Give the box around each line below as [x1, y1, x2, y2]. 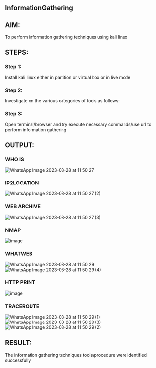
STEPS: [5, 48, 29, 56]
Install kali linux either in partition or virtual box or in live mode [5, 74, 131, 80]
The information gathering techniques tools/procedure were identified [5, 352, 147, 358]
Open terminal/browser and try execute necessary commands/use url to [5, 121, 152, 128]
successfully [5, 357, 31, 363]
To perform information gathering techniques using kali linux [5, 34, 128, 40]
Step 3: [5, 110, 23, 117]
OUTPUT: [5, 141, 34, 149]
